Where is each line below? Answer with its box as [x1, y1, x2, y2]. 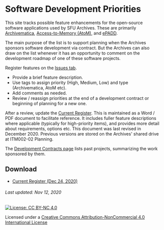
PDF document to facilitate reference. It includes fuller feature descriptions [5, 115, 157, 121]
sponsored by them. [5, 151, 46, 157]
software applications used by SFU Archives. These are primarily [5, 25, 137, 30]
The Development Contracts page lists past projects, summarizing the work [5, 145, 158, 151]
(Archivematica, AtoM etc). [12, 85, 67, 90]
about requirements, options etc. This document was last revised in [5, 125, 141, 131]
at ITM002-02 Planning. [5, 136, 54, 142]
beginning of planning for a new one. [12, 100, 87, 106]
